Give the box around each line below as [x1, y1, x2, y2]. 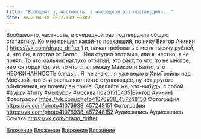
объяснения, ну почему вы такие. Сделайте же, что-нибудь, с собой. [6, 82, 185, 89]
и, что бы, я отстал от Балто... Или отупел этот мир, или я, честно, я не [6, 50, 189, 57]
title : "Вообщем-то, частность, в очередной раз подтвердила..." [6, 8, 174, 15]
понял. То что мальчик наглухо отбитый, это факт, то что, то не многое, [6, 57, 191, 64]
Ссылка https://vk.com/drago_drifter [6, 114, 98, 121]
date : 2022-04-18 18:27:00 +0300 [6, 15, 91, 21]
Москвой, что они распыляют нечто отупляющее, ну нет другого [6, 76, 174, 83]
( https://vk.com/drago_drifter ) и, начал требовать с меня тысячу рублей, [6, 44, 195, 51]
